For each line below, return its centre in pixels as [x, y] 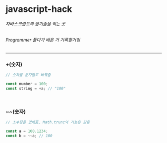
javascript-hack [39, 9]
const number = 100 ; [27, 84]
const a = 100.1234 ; [27, 131]
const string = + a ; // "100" [36, 89]
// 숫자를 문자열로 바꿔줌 [28, 75]
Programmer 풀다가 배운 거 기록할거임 [43, 40]
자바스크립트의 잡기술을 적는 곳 [36, 24]
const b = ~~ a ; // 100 [29, 136]
